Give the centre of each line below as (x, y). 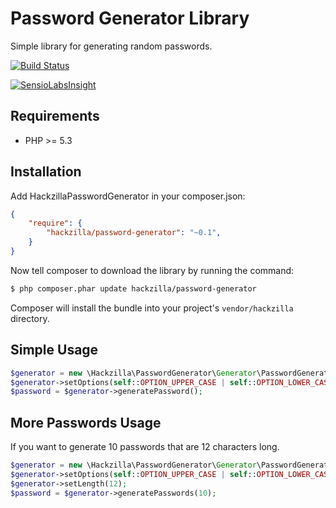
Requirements (55, 116)
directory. (30, 318)
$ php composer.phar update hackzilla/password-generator (133, 288)
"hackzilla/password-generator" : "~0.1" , (134, 233)
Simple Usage (54, 350)
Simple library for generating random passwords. (111, 46)
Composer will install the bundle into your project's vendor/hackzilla (152, 308)
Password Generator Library (130, 18)
